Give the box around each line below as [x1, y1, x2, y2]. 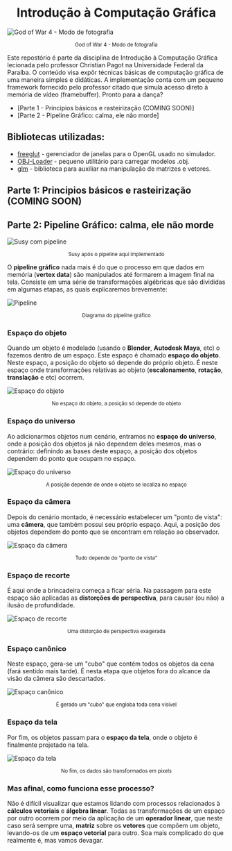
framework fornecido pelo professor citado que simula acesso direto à [7, 83, 208, 91]
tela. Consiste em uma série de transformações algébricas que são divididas [7, 278, 226, 286]
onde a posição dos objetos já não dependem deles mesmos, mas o [7, 439, 202, 448]
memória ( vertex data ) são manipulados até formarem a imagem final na [7, 270, 215, 278]
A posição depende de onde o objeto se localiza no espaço [46, 481, 187, 488]
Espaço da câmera [7, 497, 71, 507]
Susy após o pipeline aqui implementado [68, 251, 165, 258]
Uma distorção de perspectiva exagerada [66, 628, 166, 635]
